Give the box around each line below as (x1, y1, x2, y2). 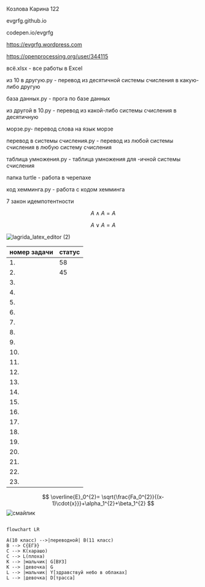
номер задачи (9, 248, 53, 256)
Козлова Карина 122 (6, 6, 60, 12)
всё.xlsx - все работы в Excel (6, 64, 83, 72)
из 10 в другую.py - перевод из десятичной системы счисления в (6, 77, 179, 83)
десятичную (6, 113, 39, 120)
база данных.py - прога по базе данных (6, 95, 110, 102)
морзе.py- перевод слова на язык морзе (6, 125, 114, 132)
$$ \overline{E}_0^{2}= (42, 493, 101, 501)
